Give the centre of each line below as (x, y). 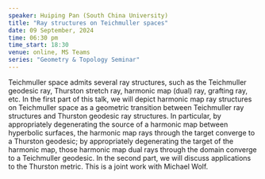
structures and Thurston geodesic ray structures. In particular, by (115, 116)
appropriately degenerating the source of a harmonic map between (118, 124)
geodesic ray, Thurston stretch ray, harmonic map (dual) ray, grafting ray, (128, 90)
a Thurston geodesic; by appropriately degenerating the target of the (121, 141)
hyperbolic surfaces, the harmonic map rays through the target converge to (132, 132)
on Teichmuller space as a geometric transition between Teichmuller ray (126, 107)
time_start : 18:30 (38, 45)
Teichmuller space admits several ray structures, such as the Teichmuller (128, 82)
